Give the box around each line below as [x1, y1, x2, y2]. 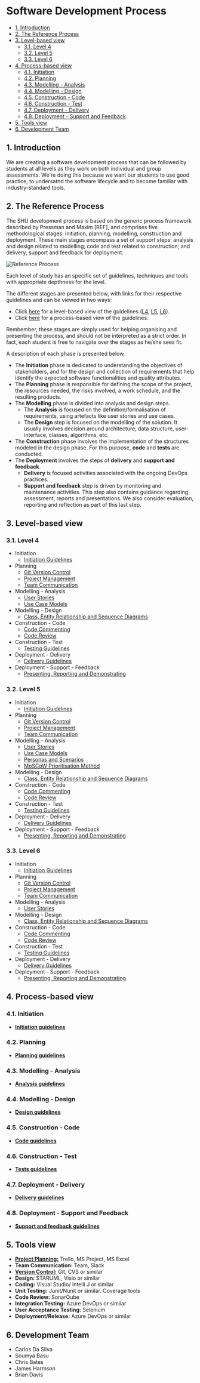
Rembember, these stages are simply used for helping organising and [6, 325, 177, 332]
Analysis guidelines [14, 1080, 66, 1088]
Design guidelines [14, 1108, 61, 1116]
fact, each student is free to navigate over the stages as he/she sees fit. [6, 338, 183, 346]
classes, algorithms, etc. [48, 431, 109, 438]
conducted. [14, 450, 44, 457]
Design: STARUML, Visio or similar [14, 1274, 100, 1282]
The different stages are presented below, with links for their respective [6, 289, 182, 297]
